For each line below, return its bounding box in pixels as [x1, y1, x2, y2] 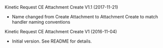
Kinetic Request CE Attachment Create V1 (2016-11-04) [4, 29, 117, 34]
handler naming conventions [11, 19, 71, 25]
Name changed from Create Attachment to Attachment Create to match [11, 14, 159, 19]
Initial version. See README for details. [11, 38, 92, 44]
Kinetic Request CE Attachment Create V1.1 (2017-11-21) [4, 4, 118, 10]
